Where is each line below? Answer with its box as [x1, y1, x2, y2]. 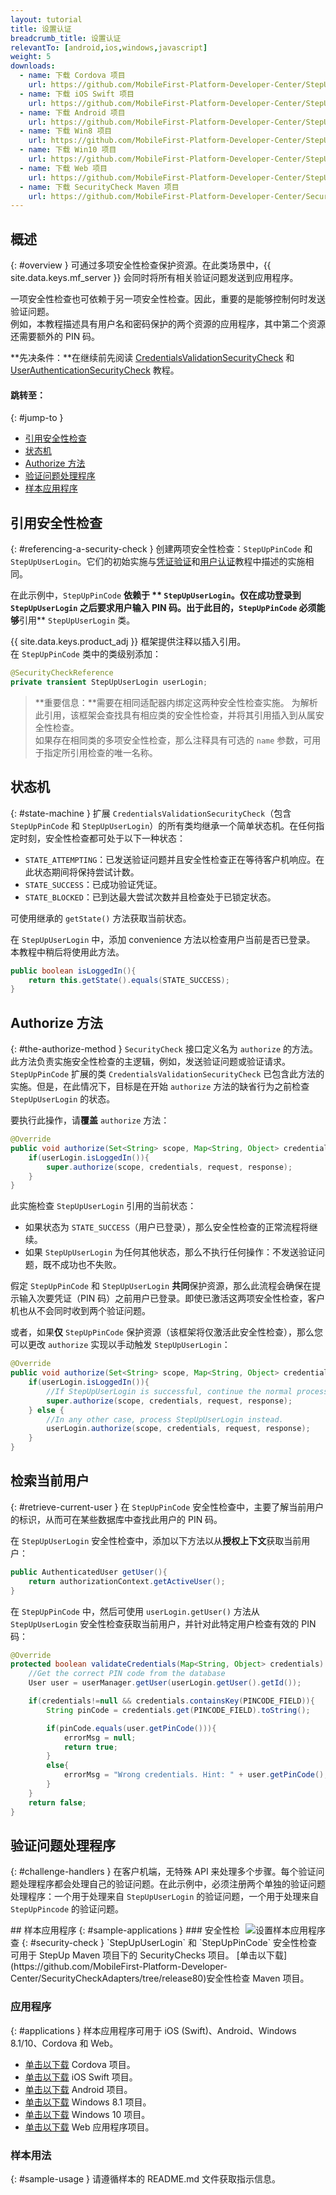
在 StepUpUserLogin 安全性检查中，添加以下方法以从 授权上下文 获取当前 [10, 1534, 302, 1546]
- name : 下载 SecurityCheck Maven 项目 [19, 182, 180, 192]
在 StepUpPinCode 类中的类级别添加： [10, 648, 162, 660]
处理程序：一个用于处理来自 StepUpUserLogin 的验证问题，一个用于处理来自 [10, 1891, 320, 1903]
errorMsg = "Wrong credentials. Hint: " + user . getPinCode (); [63, 1770, 329, 1780]
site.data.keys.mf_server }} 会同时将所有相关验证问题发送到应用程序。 [10, 272, 299, 284]
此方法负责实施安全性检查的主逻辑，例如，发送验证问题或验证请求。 [10, 1056, 291, 1068]
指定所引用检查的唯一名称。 [43, 746, 158, 758]
